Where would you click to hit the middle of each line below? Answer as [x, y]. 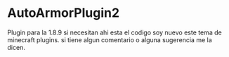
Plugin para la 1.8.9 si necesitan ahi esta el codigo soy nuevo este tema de [115, 32]
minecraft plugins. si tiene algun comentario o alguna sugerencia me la [110, 39]
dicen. [17, 47]
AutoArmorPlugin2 [64, 13]
